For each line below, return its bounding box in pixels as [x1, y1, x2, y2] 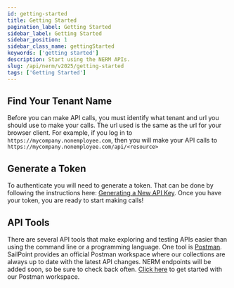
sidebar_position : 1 [7, 37, 68, 44]
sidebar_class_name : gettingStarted [7, 43, 115, 50]
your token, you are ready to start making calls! [7, 196, 144, 204]
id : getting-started [7, 10, 68, 18]
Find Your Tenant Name [7, 95, 112, 107]
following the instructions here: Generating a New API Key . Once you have [7, 189, 222, 197]
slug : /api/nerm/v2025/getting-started [7, 63, 124, 70]
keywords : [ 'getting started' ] [7, 50, 99, 57]
